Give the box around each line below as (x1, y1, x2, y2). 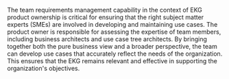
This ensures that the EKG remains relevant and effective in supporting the (7, 57, 217, 65)
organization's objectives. (7, 65, 80, 72)
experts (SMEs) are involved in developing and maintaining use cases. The (7, 21, 218, 28)
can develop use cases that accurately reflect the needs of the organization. (7, 49, 223, 58)
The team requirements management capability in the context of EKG (7, 6, 202, 14)
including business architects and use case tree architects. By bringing (7, 35, 207, 43)
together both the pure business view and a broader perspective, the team (7, 43, 217, 50)
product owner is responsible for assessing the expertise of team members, (7, 27, 221, 36)
